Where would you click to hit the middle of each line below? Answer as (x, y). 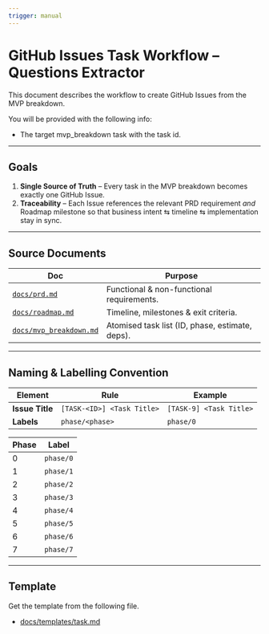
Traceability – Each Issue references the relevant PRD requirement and (138, 203)
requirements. (132, 299)
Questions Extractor (77, 72)
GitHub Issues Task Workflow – (114, 55)
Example (210, 395)
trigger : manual (35, 16)
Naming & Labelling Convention (88, 373)
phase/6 (59, 536)
